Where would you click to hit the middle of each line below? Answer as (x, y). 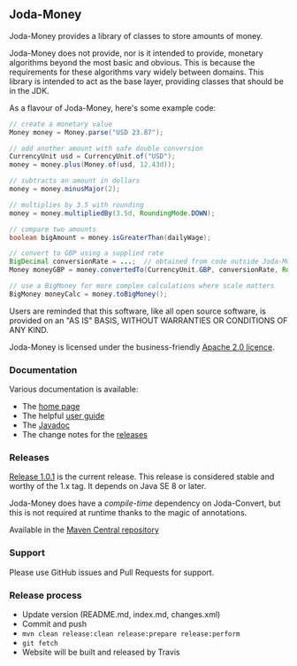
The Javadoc (46, 425)
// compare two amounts (53, 229)
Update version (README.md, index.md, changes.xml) (121, 614)
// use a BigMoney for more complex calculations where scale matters (142, 286)
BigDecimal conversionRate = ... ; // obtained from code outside (134, 262)
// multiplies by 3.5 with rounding (76, 205)
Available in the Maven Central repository (84, 530)
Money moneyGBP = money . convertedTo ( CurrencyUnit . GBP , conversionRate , (144, 270)
